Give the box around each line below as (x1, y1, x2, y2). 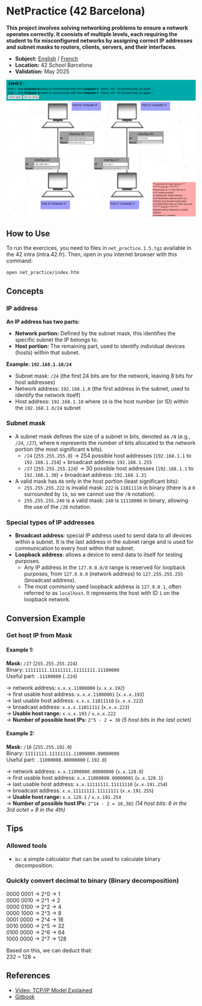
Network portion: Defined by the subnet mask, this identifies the (14, 329, 176, 337)
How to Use (6, 228, 50, 238)
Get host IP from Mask (6, 631, 73, 639)
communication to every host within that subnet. (14, 545, 135, 552)
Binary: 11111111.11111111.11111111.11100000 (6, 666, 120, 673)
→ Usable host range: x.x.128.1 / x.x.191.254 (6, 793, 121, 800)
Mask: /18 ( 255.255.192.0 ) (6, 743, 72, 750)
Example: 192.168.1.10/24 (6, 360, 72, 368)
